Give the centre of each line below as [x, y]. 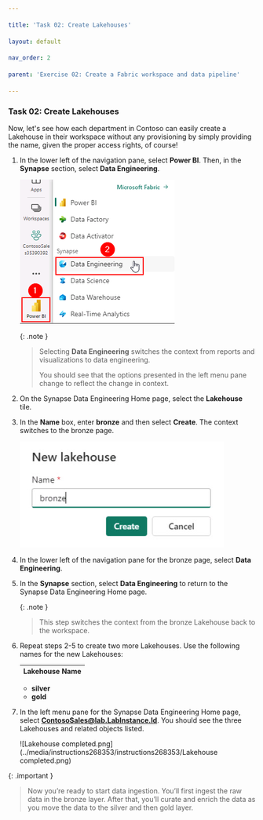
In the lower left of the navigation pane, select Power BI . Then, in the [130, 160]
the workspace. [64, 630]
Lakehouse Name [52, 672]
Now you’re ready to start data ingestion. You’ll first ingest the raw [134, 791]
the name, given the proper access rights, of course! [93, 144]
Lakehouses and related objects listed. [82, 728]
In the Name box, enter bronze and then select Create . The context [129, 422]
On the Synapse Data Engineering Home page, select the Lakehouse [131, 398]
